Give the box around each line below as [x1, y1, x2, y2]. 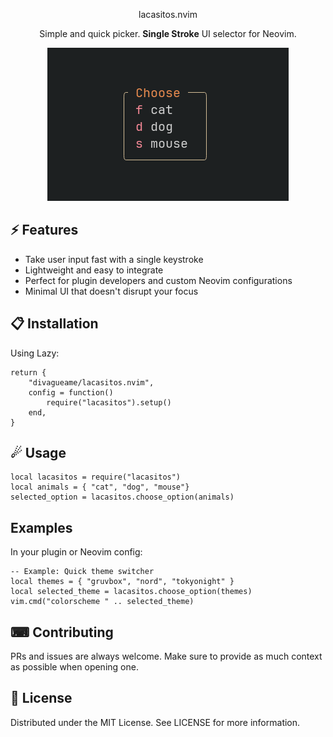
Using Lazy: [10, 347, 60, 359]
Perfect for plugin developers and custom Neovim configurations [24, 274, 293, 286]
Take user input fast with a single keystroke [24, 253, 204, 265]
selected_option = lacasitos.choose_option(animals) [10, 492, 235, 503]
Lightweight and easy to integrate [24, 264, 164, 276]
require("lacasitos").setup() [46, 397, 172, 408]
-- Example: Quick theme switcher [10, 567, 155, 577]
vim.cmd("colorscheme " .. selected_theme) [10, 597, 195, 607]
